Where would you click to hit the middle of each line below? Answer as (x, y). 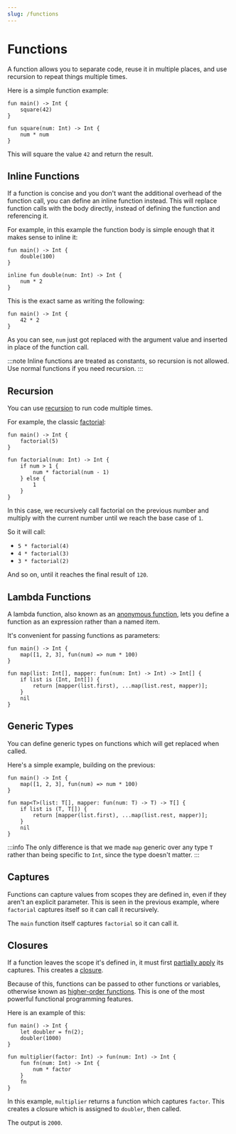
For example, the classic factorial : (57, 422)
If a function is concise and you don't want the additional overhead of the (115, 194)
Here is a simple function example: (58, 90)
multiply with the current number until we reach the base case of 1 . (106, 518)
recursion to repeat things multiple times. (68, 76)
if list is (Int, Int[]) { (60, 680)
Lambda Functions (49, 597)
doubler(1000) (41, 1039)
